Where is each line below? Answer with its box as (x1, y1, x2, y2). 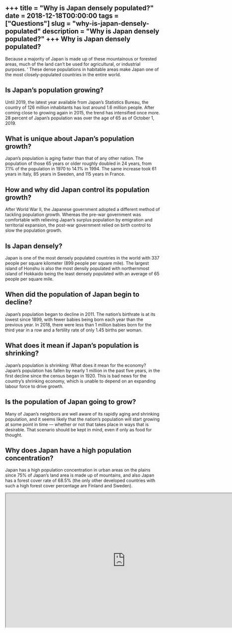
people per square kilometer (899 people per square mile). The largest (5, 260, 149, 266)
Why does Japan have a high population (5, 446, 132, 455)
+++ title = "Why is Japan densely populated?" (5, 4, 154, 12)
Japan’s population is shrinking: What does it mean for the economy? (5, 362, 146, 368)
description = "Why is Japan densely (42, 27, 160, 36)
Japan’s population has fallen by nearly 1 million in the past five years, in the (5, 368, 160, 373)
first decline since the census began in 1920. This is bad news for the (5, 372, 147, 378)
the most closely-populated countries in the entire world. (5, 71, 121, 77)
